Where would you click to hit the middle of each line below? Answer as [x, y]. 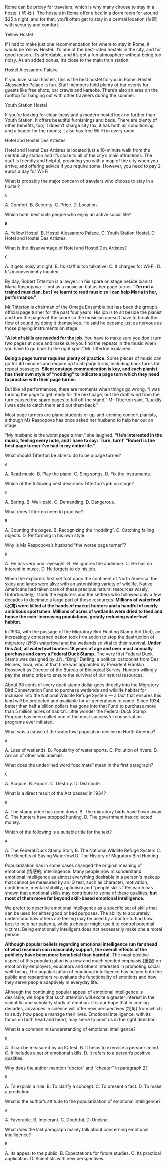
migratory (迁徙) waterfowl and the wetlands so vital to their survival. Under [83, 643]
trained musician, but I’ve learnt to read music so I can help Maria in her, [81, 292]
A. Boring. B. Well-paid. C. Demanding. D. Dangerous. [60, 502]
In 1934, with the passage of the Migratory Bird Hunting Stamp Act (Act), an [83, 631]
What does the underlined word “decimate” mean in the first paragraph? [79, 765]
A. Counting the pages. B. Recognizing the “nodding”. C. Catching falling [80, 530]
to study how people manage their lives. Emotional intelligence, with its [78, 1014]
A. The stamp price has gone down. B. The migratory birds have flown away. [84, 811]
